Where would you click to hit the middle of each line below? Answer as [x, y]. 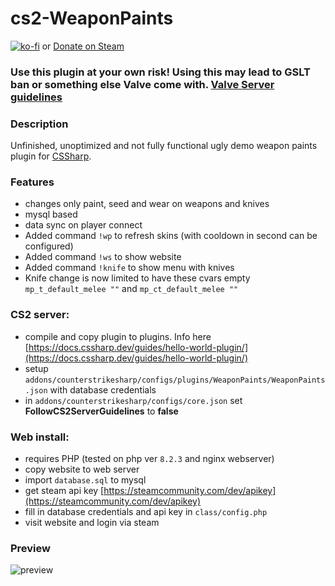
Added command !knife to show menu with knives [129, 268]
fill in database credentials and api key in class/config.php [146, 512]
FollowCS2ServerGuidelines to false [101, 411]
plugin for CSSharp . [51, 156]
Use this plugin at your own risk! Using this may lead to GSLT [160, 72]
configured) [49, 246]
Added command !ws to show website [103, 257]
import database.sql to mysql [85, 480]
